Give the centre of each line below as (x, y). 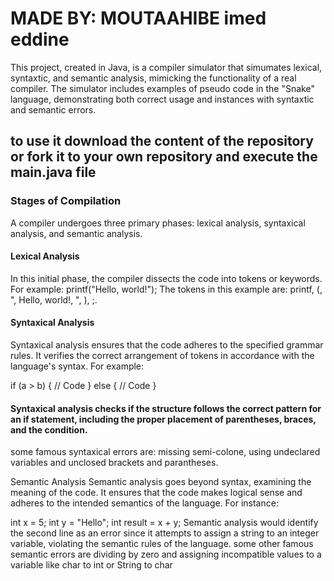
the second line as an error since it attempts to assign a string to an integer (165, 533)
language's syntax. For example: (77, 366)
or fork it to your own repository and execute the (164, 157)
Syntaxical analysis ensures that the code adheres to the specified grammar (167, 345)
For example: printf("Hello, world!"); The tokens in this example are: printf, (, (166, 289)
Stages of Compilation (66, 201)
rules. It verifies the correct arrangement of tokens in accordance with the (162, 356)
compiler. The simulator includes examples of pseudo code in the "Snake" (162, 88)
